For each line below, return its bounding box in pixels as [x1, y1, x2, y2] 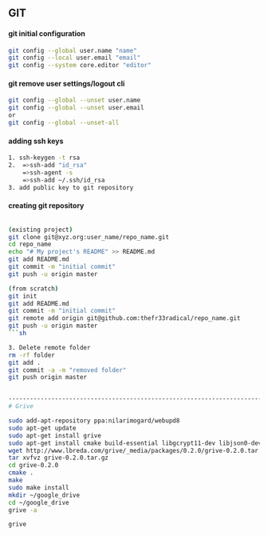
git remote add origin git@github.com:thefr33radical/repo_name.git [8, 314, 241, 322]
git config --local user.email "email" [8, 54, 141, 62]
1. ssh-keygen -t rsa [8, 154, 81, 162]
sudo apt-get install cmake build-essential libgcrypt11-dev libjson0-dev [8, 439, 262, 447]
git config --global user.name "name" [8, 46, 137, 54]
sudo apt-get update [8, 424, 77, 432]
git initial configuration [8, 28, 85, 38]
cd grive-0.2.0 [8, 462, 59, 470]
